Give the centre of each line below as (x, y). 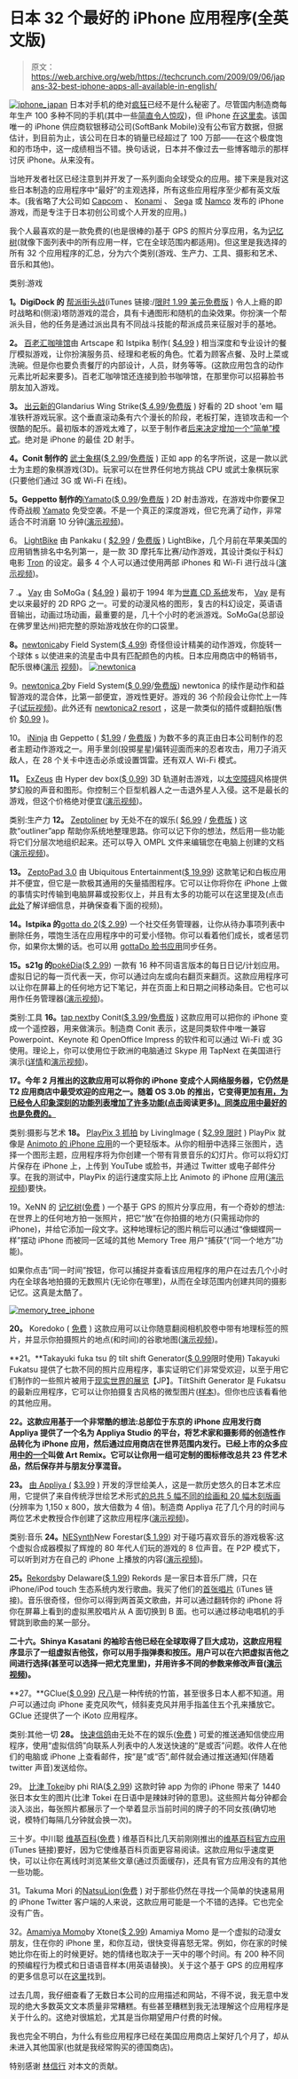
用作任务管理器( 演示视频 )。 (59, 998)
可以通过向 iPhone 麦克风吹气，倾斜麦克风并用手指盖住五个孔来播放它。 (148, 1704)
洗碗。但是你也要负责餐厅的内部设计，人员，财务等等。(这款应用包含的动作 (147, 365)
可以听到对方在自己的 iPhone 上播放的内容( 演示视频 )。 (109, 1559)
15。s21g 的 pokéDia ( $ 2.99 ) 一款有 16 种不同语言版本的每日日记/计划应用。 (147, 965)
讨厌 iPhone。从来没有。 (54, 160)
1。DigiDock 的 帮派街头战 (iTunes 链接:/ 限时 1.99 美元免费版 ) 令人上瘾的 (142, 302)
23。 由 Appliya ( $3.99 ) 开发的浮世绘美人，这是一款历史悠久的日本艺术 (141, 1484)
